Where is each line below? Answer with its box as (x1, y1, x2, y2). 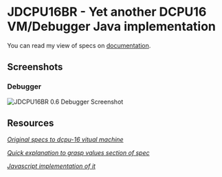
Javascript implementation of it (7, 162, 96, 170)
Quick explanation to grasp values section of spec (7, 149, 150, 157)
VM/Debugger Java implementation (7, 19, 217, 34)
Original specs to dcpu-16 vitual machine (7, 135, 124, 144)
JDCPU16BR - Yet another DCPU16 (7, 4, 207, 20)
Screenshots (7, 61, 63, 73)
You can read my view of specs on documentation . (7, 41, 151, 49)
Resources (7, 117, 54, 129)
